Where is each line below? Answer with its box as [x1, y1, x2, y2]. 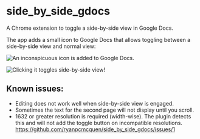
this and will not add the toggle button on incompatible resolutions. [15, 119, 182, 126]
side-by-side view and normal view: [6, 42, 96, 50]
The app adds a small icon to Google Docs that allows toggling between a [6, 36, 191, 43]
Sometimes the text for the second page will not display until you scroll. [15, 106, 195, 114]
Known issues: [6, 84, 64, 94]
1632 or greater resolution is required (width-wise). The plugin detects [15, 112, 191, 120]
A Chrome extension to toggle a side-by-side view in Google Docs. [6, 24, 173, 32]
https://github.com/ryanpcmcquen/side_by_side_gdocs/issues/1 [15, 126, 175, 133]
